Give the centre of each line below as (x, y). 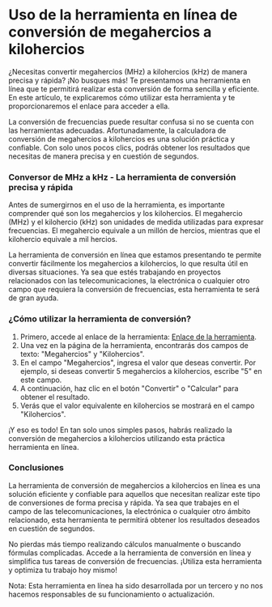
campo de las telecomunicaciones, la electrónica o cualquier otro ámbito (130, 511)
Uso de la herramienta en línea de (123, 15)
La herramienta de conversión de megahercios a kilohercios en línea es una (134, 485)
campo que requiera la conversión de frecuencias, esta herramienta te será (134, 290)
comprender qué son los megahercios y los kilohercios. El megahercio (125, 214)
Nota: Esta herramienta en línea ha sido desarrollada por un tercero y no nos (136, 585)
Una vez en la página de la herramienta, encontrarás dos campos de (134, 345)
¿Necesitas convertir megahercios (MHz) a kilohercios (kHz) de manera (128, 71)
